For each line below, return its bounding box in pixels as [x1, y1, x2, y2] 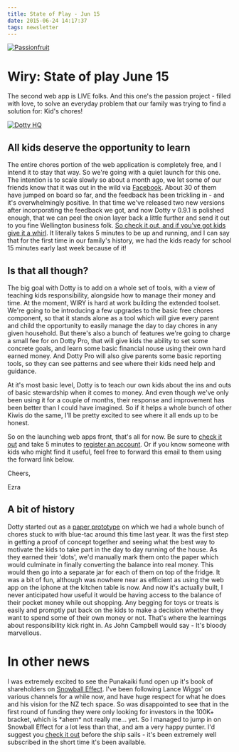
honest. [7, 418, 30, 427]
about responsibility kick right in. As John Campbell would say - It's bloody [7, 621, 227, 629]
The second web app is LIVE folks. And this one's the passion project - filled [7, 92, 231, 101]
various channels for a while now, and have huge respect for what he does [7, 692, 226, 701]
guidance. [7, 367, 37, 375]
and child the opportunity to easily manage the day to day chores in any [7, 321, 218, 330]
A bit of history [7, 504, 75, 516]
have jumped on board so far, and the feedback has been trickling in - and [7, 190, 225, 200]
